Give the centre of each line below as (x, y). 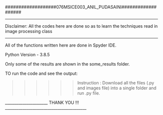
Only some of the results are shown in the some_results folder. (67, 64)
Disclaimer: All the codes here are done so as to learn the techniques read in (81, 26)
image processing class (29, 31)
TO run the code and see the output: (41, 73)
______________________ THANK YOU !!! (42, 102)
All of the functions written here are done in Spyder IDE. (61, 45)
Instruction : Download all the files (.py (116, 83)
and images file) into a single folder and (117, 88)
